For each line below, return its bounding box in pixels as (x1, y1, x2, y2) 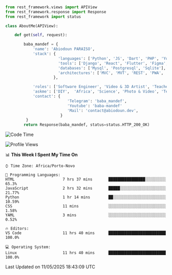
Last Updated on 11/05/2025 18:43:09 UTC (5, 264, 96, 270)
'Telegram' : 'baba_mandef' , (67, 98, 127, 104)
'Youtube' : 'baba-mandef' (67, 103, 123, 108)
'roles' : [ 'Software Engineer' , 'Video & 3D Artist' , (32, 84, 150, 89)
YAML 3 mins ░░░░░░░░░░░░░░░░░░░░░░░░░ (5, 213, 166, 218)
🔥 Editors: (5, 226, 29, 232)
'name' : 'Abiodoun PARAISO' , (32, 47, 95, 52)
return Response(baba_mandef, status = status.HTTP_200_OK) (24, 122, 150, 127)
